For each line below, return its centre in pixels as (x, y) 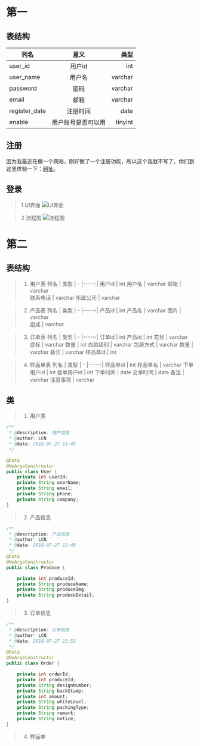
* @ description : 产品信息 (39, 534)
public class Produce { (36, 567)
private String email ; (45, 488)
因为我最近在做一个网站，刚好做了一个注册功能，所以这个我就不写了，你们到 (100, 161)
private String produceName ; (53, 584)
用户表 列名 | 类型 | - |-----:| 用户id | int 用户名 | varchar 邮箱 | (105, 284)
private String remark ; (47, 713)
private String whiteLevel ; (52, 702)
